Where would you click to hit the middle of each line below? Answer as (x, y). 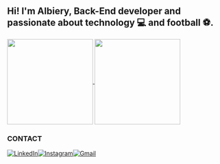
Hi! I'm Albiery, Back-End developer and (94, 11)
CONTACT (25, 138)
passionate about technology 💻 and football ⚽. (110, 23)
